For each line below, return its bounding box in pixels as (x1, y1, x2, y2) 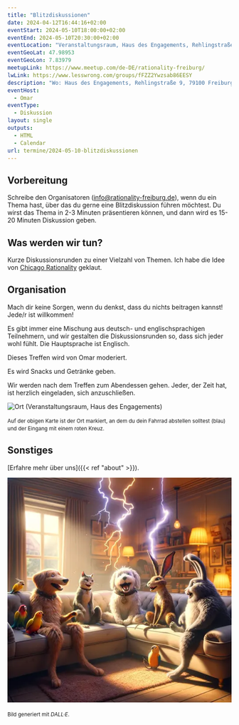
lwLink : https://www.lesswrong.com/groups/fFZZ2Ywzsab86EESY (7, 71, 193, 78)
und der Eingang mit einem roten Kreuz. (7, 425, 105, 432)
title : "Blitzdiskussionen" (7, 11, 91, 19)
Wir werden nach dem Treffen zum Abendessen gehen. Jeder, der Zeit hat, (7, 380, 228, 389)
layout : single (7, 117, 53, 124)
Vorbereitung (7, 174, 68, 186)
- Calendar (14, 139, 46, 146)
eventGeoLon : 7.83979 (7, 57, 72, 64)
